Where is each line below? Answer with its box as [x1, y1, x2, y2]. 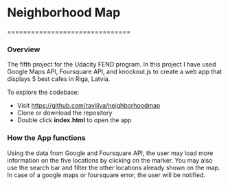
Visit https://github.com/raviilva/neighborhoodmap [16, 102, 161, 110]
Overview [7, 45, 41, 54]
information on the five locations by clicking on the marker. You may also [7, 156, 213, 164]
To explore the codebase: [7, 88, 80, 97]
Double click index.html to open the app [16, 116, 132, 124]
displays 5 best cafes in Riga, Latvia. [7, 75, 111, 83]
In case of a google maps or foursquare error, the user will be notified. [7, 170, 206, 179]
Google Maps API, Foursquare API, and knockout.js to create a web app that [7, 67, 223, 76]
